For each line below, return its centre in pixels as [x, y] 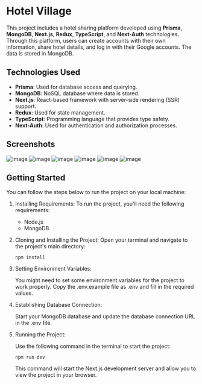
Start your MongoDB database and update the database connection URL [105, 316]
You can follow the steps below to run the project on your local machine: [96, 192]
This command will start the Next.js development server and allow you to [106, 368]
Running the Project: [40, 335]
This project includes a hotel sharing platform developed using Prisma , [94, 28]
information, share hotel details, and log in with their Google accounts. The [99, 47]
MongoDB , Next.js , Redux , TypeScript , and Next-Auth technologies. [93, 34]
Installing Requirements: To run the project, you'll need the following [99, 204]
